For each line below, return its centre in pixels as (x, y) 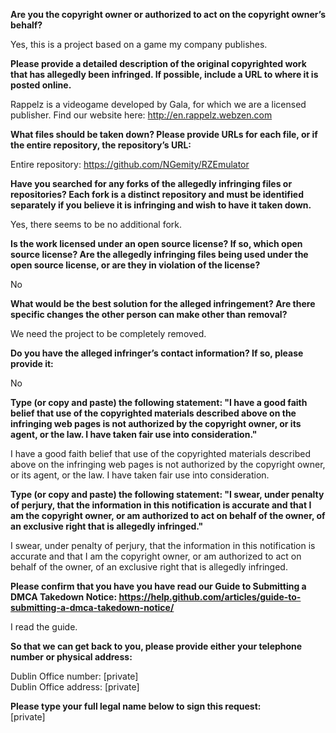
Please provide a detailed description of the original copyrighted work (158, 63)
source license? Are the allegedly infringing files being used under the (159, 254)
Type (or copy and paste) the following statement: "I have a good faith (159, 402)
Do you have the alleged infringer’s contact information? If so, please (157, 353)
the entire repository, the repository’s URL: (101, 145)
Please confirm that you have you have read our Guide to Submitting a (158, 586)
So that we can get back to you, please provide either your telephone (156, 646)
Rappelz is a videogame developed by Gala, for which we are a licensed (158, 104)
